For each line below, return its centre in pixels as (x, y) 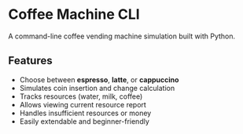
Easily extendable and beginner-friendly (84, 121)
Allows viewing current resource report (83, 104)
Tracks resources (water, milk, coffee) (81, 96)
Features (30, 61)
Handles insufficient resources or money (85, 113)
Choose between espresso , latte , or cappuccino (99, 79)
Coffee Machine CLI (74, 14)
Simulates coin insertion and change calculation (97, 88)
